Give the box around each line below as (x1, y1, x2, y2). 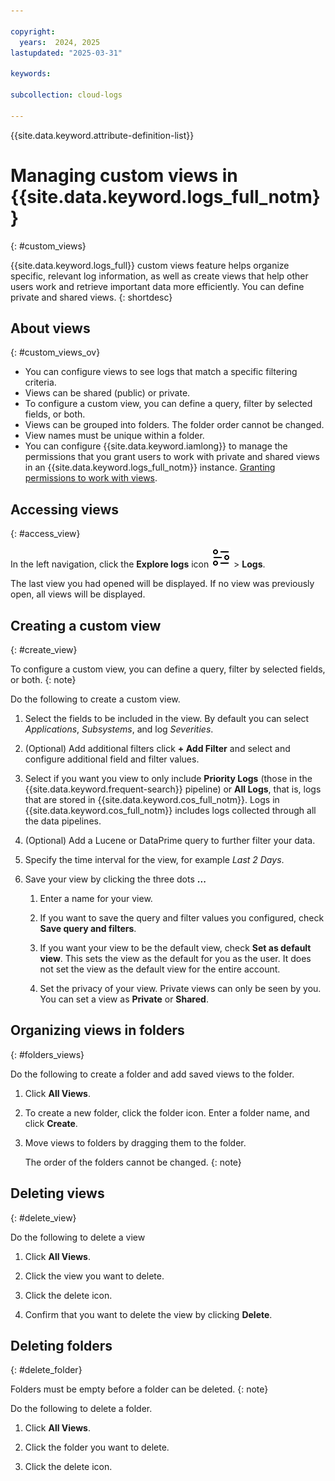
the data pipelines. (24, 815, 102, 827)
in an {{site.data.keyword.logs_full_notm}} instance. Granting (24, 461, 276, 474)
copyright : (10, 26, 56, 37)
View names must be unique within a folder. (24, 430, 205, 442)
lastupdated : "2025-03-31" (10, 48, 123, 58)
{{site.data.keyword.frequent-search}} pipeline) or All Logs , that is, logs (24, 783, 322, 795)
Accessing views (10, 501, 120, 518)
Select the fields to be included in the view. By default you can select (24, 713, 310, 724)
